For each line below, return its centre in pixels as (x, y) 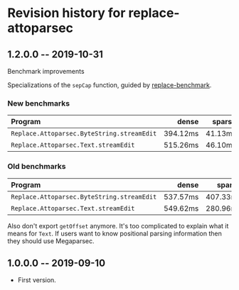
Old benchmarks (37, 167)
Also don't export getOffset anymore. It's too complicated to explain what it (118, 225)
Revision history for (67, 13)
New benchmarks (38, 103)
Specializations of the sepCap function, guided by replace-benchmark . (110, 85)
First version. (37, 280)
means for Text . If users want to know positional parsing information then (115, 233)
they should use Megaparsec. (51, 241)
